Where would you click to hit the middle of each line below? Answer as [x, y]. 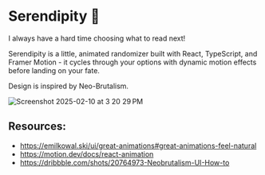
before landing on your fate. [54, 70]
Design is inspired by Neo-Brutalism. [69, 86]
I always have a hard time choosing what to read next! [97, 38]
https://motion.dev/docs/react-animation [87, 154]
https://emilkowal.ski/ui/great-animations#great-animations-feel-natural [138, 146]
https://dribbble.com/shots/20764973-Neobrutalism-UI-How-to [125, 162]
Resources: [37, 126]
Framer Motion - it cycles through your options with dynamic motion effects [132, 62]
